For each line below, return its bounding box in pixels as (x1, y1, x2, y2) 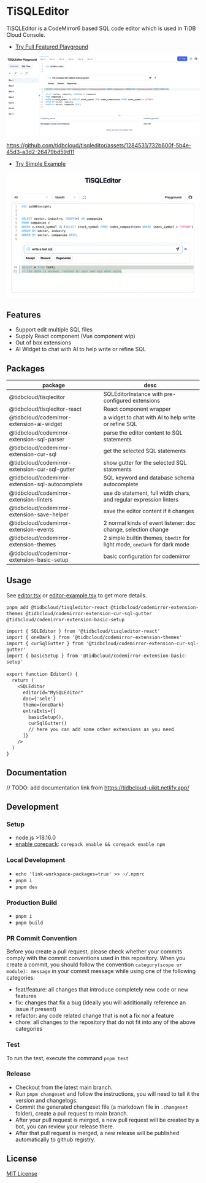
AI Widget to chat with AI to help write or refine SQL (15, 346, 146, 353)
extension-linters (9, 495, 53, 503)
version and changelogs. (15, 1096, 78, 1104)
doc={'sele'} (22, 696, 56, 702)
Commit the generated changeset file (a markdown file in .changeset (15, 1103, 189, 1111)
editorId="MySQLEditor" (22, 689, 84, 696)
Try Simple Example (15, 160, 66, 168)
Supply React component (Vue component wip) (15, 333, 136, 340)
